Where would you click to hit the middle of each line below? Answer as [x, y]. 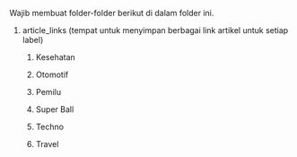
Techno [50, 126]
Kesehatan [56, 57]
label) [33, 40]
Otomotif [52, 74]
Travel [47, 144]
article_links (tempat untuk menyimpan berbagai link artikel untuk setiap [155, 30]
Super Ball [55, 109]
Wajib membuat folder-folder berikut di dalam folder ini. [112, 13]
